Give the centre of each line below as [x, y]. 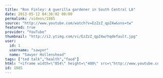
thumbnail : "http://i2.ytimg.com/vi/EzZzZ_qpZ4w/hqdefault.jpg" [71, 37]
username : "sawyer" [29, 50]
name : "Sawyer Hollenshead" [38, 55]
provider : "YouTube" [26, 32]
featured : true [20, 28]
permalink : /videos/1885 [30, 18]
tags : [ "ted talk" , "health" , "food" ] [42, 59]
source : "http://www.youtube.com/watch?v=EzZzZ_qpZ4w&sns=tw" [69, 23]
